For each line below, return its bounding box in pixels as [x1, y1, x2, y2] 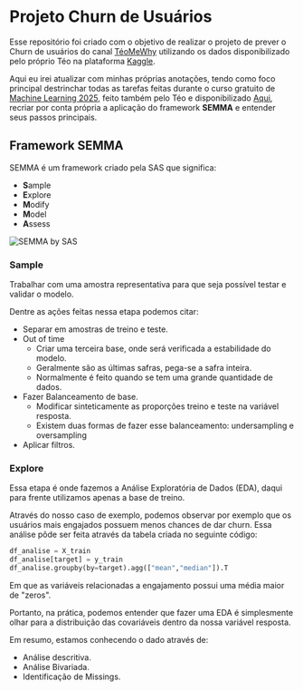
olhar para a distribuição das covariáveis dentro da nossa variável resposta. [9, 617, 291, 628]
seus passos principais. [9, 112, 98, 122]
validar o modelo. [9, 288, 74, 300]
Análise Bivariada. [22, 661, 90, 672]
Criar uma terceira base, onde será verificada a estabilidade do [35, 343, 271, 355]
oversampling [35, 430, 88, 441]
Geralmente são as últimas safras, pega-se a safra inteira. [35, 363, 252, 374]
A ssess [22, 218, 51, 229]
